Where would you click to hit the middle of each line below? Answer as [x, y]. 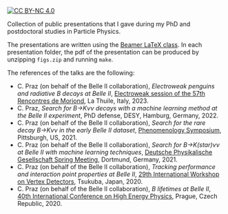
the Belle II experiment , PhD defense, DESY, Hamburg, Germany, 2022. [118, 115]
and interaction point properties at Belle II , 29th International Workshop [118, 174]
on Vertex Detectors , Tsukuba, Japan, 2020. [80, 182]
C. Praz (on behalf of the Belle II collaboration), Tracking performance [116, 167]
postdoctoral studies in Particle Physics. [64, 31]
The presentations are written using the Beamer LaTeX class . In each [105, 45]
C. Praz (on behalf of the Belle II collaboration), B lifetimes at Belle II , [114, 189]
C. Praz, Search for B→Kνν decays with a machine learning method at [117, 108]
